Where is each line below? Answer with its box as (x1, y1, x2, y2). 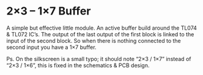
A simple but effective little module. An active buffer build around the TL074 (6, 24, 197, 31)
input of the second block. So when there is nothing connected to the (6, 37, 182, 44)
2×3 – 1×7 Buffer (6, 4, 91, 18)
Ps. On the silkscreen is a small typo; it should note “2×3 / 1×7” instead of (6, 55, 191, 62)
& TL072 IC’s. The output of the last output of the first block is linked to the (6, 30, 194, 37)
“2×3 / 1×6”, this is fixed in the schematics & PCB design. (6, 62, 150, 69)
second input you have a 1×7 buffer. (6, 44, 97, 51)
